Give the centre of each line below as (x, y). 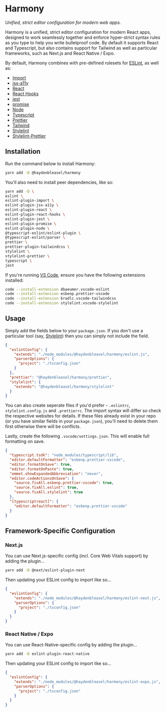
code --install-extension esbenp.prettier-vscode (57, 294)
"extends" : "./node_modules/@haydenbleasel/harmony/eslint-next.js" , (87, 598)
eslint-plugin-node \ (28, 228)
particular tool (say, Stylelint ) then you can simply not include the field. (77, 336)
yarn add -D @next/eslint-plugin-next (45, 570)
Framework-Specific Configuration (60, 531)
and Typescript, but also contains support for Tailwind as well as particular (81, 48)
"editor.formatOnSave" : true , (41, 464)
